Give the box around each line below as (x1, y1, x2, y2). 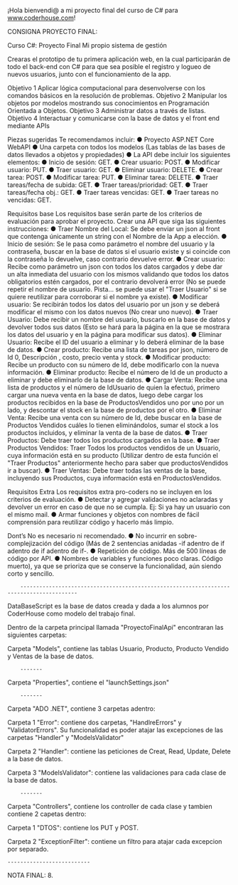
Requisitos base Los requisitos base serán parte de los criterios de (7, 210, 202, 218)
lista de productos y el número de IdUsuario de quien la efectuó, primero (7, 383, 220, 392)
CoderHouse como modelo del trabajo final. (7, 609, 136, 618)
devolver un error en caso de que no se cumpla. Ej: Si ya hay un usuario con (7, 503, 231, 511)
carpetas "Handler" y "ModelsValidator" (7, 734, 124, 741)
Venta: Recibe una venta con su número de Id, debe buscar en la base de (7, 414, 222, 422)
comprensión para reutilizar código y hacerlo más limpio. (7, 518, 174, 526)
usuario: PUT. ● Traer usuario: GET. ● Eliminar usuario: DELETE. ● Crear (7, 166, 223, 173)
